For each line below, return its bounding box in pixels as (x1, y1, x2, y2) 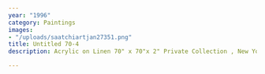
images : (8, 26, 34, 33)
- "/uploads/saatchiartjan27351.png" (8, 33, 132, 41)
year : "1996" (8, 11, 51, 19)
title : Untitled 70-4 (8, 41, 80, 48)
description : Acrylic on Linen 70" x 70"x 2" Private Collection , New (8, 48, 248, 55)
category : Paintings (8, 19, 77, 26)
